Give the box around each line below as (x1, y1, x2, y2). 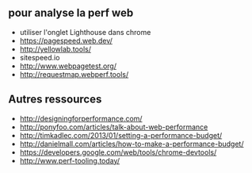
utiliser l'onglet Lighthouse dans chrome (19, 27, 151, 37)
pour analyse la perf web (8, 6, 134, 20)
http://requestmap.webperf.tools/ (19, 69, 129, 79)
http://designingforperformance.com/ (19, 113, 143, 123)
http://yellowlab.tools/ (19, 44, 91, 54)
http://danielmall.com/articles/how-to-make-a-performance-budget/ (19, 139, 244, 148)
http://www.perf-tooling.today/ (19, 156, 120, 165)
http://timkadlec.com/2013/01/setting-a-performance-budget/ (19, 130, 223, 140)
